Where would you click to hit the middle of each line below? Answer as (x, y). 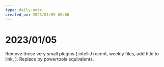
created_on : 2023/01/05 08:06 (37, 15)
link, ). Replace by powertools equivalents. (50, 59)
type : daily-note (24, 10)
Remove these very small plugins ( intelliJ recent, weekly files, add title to (82, 54)
